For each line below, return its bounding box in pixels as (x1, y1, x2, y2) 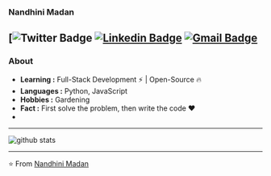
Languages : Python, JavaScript (19, 86, 127, 95)
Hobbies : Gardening (19, 94, 90, 104)
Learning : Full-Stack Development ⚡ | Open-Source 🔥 (19, 74, 202, 84)
